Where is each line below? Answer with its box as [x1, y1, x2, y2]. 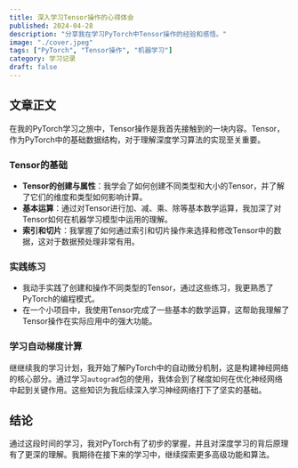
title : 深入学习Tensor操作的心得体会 [9, 12, 134, 22]
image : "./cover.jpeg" [9, 37, 93, 47]
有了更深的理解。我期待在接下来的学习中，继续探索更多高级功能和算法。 [9, 449, 274, 460]
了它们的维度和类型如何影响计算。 [21, 191, 148, 202]
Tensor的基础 [9, 158, 68, 171]
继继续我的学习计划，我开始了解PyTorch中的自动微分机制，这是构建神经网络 [9, 362, 289, 373]
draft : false [9, 63, 58, 72]
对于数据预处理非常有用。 [45, 236, 140, 246]
